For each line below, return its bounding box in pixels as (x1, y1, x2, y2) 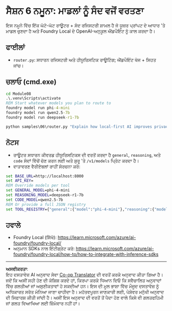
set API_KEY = (6, 178, 34, 183)
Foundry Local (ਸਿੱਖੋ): (13, 234, 57, 241)
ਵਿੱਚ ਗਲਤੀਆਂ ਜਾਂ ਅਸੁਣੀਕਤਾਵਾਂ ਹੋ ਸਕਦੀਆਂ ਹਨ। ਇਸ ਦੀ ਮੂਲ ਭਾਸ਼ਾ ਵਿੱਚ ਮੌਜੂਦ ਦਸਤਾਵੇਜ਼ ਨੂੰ (6, 283, 159, 290)
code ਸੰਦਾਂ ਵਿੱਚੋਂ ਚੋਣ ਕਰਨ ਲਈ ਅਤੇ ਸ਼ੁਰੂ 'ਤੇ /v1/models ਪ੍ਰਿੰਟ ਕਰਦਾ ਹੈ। (13, 157, 139, 163)
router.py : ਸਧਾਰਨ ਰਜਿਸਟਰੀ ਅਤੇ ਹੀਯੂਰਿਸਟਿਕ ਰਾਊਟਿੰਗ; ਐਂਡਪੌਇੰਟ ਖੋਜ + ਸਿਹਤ (13, 57, 156, 63)
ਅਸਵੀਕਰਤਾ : (6, 266, 29, 272)
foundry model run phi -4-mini (6, 105, 70, 111)
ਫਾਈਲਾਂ (6, 43, 25, 52)
